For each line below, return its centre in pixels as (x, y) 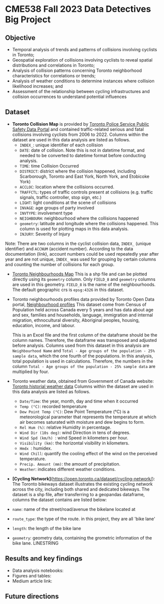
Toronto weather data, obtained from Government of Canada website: (83, 381)
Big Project (28, 19)
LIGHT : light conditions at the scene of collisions (68, 202)
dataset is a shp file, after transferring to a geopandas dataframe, (79, 494)
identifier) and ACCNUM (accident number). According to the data (69, 249)
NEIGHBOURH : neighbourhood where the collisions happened (79, 218)
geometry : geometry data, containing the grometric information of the (82, 537)
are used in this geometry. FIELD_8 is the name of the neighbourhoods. (84, 284)
